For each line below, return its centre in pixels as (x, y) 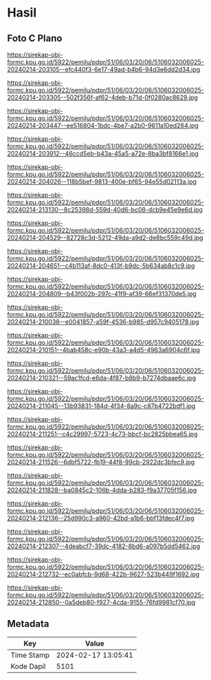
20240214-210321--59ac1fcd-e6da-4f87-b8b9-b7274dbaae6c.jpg (101, 378)
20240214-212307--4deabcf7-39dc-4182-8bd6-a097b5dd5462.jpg (104, 546)
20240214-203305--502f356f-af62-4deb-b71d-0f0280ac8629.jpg (102, 97)
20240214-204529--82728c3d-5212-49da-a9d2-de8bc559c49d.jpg (105, 237)
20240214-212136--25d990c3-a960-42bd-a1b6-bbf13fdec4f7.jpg (101, 518)
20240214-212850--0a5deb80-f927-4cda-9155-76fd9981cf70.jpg (101, 602)
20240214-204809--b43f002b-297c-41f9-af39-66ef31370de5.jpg (102, 294)
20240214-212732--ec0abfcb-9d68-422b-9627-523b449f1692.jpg (103, 574)
